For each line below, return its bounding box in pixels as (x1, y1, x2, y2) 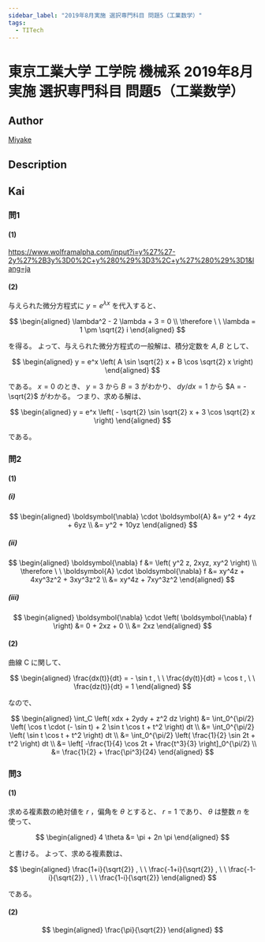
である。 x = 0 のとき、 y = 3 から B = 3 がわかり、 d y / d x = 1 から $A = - (8, 382, 247, 391)
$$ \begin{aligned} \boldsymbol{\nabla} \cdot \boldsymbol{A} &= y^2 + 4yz (9, 512, 256, 521)
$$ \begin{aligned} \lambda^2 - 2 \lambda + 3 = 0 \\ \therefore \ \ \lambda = (9, 317, 256, 326)
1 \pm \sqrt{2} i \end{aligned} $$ (79, 325, 186, 335)
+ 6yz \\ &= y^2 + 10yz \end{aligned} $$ (67, 519, 198, 529)
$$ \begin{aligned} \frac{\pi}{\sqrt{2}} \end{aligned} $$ (42, 925, 223, 935)
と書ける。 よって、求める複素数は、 (8, 848, 128, 858)
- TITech (15, 26, 44, 34)
